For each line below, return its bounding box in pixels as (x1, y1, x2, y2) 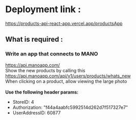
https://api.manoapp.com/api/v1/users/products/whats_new (5, 73, 131, 79)
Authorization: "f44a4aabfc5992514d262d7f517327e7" (12, 104, 128, 110)
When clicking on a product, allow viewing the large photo (5, 78, 127, 84)
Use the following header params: (5, 89, 79, 95)
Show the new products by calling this (5, 67, 86, 73)
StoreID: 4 (12, 99, 34, 105)
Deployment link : (5, 4, 81, 15)
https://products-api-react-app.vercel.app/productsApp (5, 20, 123, 26)
